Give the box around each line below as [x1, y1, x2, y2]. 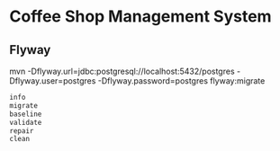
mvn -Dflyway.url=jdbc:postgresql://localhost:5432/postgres [9, 66, 236, 76]
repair [9, 126, 34, 136]
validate [9, 118, 42, 127]
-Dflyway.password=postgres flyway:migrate [97, 75, 266, 86]
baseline [9, 110, 42, 119]
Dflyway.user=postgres [9, 75, 96, 86]
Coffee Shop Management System [9, 6, 272, 27]
